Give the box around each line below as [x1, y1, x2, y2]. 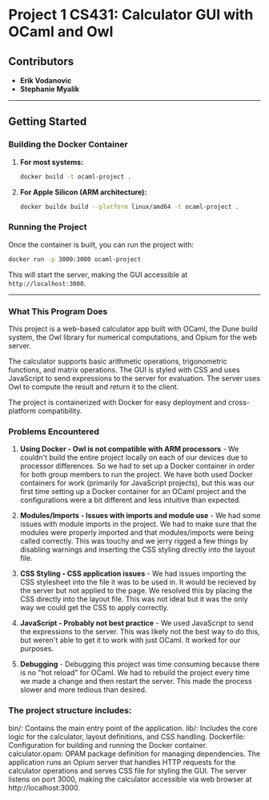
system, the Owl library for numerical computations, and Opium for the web [8, 332, 258, 342]
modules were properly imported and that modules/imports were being [19, 528, 255, 537]
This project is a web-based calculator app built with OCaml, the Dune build [8, 324, 258, 333]
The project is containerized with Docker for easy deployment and [8, 397, 227, 407]
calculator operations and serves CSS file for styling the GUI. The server [8, 766, 247, 775]
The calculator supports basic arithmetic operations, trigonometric [8, 356, 228, 366]
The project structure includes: [8, 705, 132, 716]
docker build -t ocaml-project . [19, 172, 132, 181]
